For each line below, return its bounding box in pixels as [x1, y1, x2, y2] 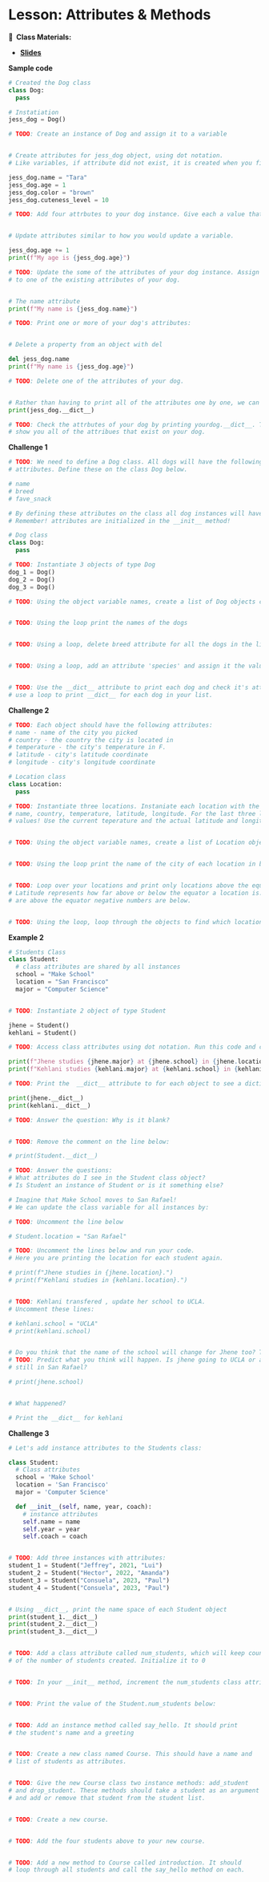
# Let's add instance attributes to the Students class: [8, 1444, 203, 1452]
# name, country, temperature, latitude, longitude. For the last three [8, 809, 256, 817]
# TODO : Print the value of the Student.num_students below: [8, 1699, 217, 1708]
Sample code [8, 63, 54, 73]
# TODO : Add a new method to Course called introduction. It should [8, 1859, 242, 1867]
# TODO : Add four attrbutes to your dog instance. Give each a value [8, 210, 246, 218]
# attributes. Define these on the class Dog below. [8, 465, 188, 474]
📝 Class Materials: [8, 32, 72, 42]
